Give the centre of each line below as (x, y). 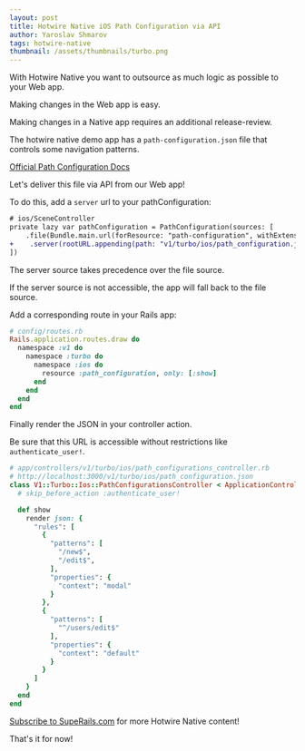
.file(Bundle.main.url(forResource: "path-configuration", (140, 235)
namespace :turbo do (64, 356)
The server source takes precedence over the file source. (117, 269)
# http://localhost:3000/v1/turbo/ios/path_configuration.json (132, 477)
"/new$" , (74, 552)
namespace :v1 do (50, 348)
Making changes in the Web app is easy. (85, 104)
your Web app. (37, 87)
